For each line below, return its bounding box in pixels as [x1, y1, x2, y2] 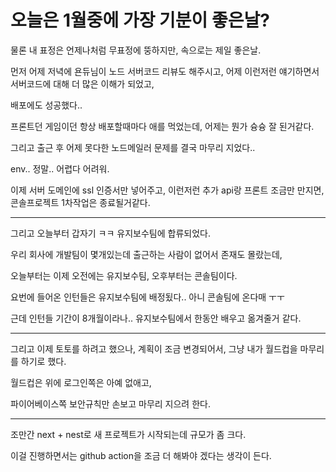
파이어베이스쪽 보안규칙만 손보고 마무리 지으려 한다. [10, 397, 211, 410]
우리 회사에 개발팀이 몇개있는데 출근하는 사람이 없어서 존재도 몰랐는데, [10, 248, 283, 260]
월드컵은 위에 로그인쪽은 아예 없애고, [10, 376, 152, 388]
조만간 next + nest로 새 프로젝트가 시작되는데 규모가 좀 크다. [10, 428, 247, 440]
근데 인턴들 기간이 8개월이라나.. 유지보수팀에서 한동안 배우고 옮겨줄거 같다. [10, 312, 302, 324]
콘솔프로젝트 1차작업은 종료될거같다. [10, 196, 151, 208]
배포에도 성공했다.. [10, 99, 83, 111]
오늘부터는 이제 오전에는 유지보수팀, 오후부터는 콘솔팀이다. [10, 269, 238, 281]
